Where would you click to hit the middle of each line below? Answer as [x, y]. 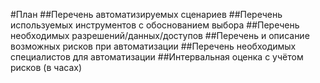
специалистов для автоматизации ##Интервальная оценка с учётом [157, 57]
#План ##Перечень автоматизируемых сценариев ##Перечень [146, 14]
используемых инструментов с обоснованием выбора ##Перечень [155, 25]
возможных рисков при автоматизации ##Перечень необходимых [153, 46]
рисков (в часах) [46, 67]
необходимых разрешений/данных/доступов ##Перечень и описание [160, 35]
